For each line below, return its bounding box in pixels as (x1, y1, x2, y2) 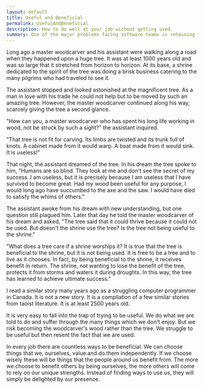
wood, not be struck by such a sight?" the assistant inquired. (6, 124, 159, 131)
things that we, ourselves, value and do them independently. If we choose (6, 349, 192, 357)
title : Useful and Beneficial (6, 15, 84, 21)
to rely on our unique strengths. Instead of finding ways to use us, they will (6, 369, 194, 376)
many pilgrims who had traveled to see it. (6, 75, 110, 82)
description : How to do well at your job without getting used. (6, 26, 173, 32)
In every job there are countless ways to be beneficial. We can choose (6, 343, 183, 351)
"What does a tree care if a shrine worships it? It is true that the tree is (6, 242, 182, 250)
